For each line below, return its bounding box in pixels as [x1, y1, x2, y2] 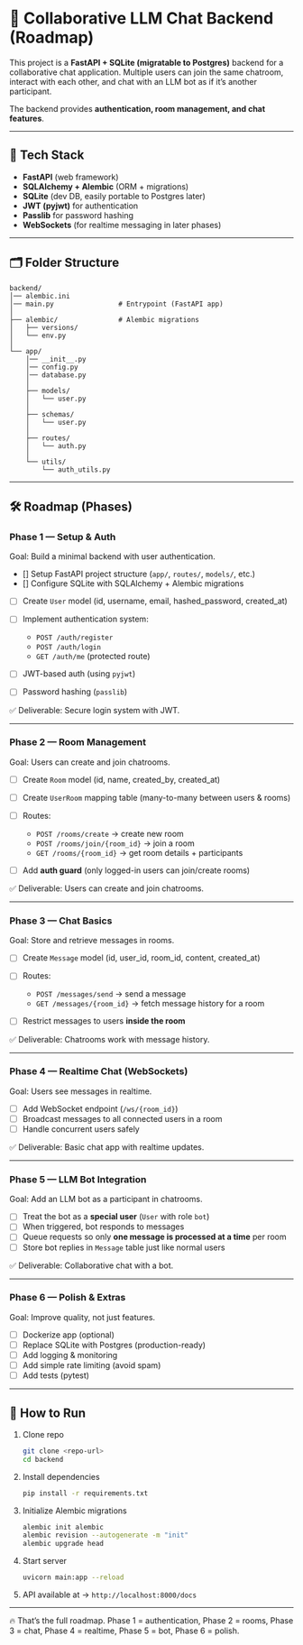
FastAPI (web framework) [22, 171, 119, 182]
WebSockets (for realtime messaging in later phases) [22, 219, 222, 230]
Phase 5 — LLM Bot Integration [9, 1172, 147, 1185]
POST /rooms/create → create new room [35, 828, 185, 839]
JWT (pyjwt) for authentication [22, 200, 139, 211]
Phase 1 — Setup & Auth [9, 530, 116, 543]
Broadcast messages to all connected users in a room [22, 1113, 223, 1124]
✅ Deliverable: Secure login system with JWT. [9, 704, 180, 715]
